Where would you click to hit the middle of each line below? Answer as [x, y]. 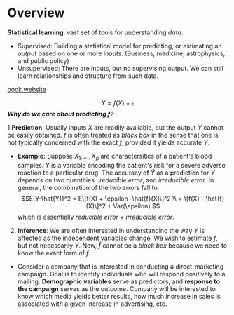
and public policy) [43, 60]
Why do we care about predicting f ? [61, 114]
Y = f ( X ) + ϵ [118, 102]
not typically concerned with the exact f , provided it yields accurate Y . [109, 142]
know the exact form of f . [54, 253]
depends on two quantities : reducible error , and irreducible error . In [116, 180]
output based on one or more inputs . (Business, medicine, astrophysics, [121, 53]
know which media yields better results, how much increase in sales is [119, 296]
